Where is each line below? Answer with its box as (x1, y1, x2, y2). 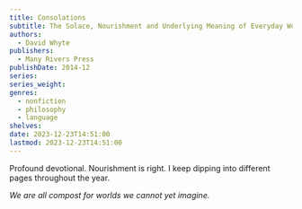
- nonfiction (17, 96, 67, 106)
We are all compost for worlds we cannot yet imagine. (9, 189, 210, 200)
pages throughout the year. (9, 172, 111, 183)
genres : (9, 88, 39, 97)
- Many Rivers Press (17, 55, 94, 64)
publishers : (9, 47, 54, 56)
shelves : (9, 122, 42, 131)
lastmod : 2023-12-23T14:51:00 (9, 138, 123, 147)
